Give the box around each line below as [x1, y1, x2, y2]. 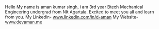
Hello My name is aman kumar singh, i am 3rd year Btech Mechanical [5, 4, 143, 10]
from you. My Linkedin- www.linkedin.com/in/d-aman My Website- [5, 14, 139, 19]
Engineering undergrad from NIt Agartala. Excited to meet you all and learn [5, 9, 154, 15]
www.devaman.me [5, 19, 43, 25]
